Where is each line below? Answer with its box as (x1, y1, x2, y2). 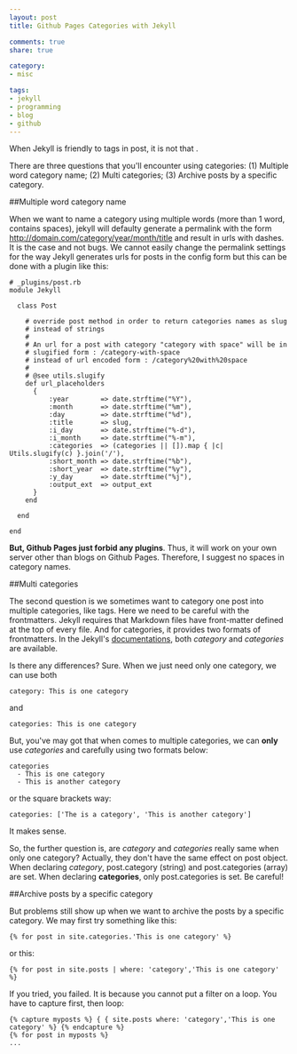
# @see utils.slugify (25, 371, 105, 380)
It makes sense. (9, 826, 66, 836)
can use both (9, 670, 58, 681)
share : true (9, 45, 53, 54)
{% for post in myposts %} (9, 1031, 109, 1040)
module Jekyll (9, 286, 62, 295)
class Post (17, 301, 58, 311)
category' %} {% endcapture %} (9, 1023, 125, 1032)
